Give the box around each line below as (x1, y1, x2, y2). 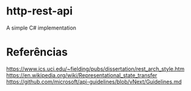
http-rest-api (6, 4, 73, 18)
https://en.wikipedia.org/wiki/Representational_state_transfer (6, 71, 158, 79)
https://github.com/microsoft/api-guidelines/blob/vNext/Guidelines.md (6, 78, 182, 85)
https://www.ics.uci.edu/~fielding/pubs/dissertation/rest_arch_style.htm (6, 65, 185, 72)
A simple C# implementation (6, 24, 77, 31)
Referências (6, 45, 68, 59)
